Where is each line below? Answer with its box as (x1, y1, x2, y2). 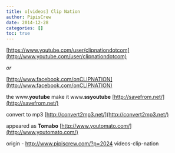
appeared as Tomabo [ (6, 122, 62, 129)
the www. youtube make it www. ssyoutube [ (6, 94, 114, 101)
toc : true (6, 31, 31, 36)
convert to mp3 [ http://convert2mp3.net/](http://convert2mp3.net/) (6, 111, 169, 118)
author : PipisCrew (6, 14, 51, 20)
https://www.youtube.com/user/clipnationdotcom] (8, 46, 130, 54)
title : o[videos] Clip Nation (6, 8, 81, 15)
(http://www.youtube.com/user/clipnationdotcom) (6, 53, 127, 60)
